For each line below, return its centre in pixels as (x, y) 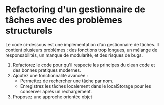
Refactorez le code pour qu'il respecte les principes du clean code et (84, 65)
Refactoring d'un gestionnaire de (75, 9)
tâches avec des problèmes (64, 20)
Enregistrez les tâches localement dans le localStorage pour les (86, 86)
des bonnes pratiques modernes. (47, 70)
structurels (29, 31)
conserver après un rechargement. (56, 91)
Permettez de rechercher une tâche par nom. (67, 81)
